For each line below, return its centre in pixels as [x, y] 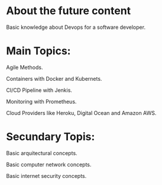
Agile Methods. [25, 67]
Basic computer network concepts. [49, 164]
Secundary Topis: [51, 137]
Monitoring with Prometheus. [41, 101]
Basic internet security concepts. [46, 176]
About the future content [69, 11]
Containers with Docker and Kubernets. [54, 78]
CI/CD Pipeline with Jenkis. [39, 90]
